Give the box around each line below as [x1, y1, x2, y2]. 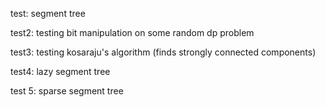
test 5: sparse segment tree [10, 85, 124, 97]
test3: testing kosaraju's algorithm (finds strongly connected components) [10, 46, 317, 58]
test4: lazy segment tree [10, 66, 111, 77]
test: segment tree [10, 8, 86, 19]
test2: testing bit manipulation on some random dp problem [10, 27, 255, 38]
